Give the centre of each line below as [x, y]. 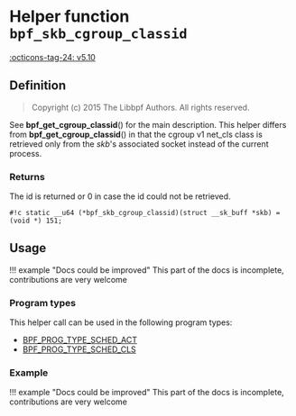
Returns [27, 176]
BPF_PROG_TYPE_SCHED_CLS [79, 349]
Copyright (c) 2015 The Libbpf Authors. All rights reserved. [140, 107]
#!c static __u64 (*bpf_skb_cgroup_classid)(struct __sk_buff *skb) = [145, 213]
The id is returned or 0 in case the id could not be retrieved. [120, 196]
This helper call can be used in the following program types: [121, 322]
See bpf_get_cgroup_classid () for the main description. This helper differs [148, 124]
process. [26, 153]
